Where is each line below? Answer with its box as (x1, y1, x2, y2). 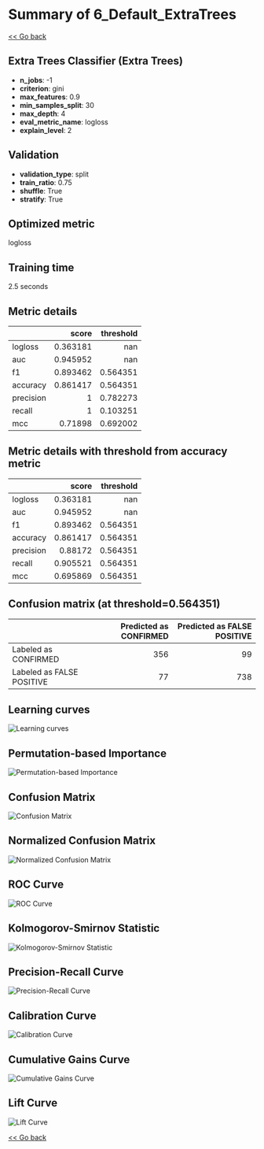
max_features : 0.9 (19, 92, 80, 102)
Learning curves (8, 703, 90, 717)
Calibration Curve (8, 1009, 97, 1022)
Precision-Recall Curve (8, 965, 124, 978)
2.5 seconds (8, 282, 49, 291)
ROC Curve (8, 878, 64, 891)
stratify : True (19, 195, 64, 204)
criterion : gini (19, 83, 64, 93)
